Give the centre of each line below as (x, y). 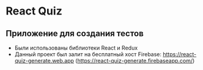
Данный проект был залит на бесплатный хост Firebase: (88, 54)
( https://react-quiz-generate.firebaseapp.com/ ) (135, 61)
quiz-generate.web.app (44, 61)
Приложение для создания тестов (75, 33)
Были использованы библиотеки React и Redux (76, 48)
